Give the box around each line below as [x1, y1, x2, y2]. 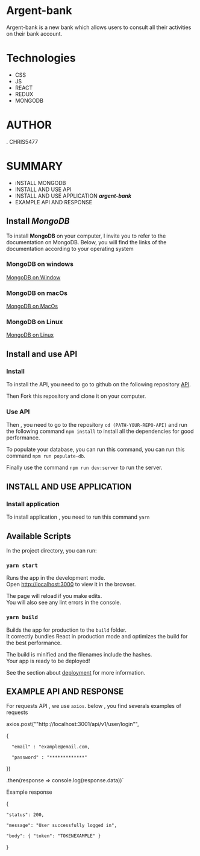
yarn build [6, 614, 38, 621]
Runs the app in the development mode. [6, 574, 105, 582]
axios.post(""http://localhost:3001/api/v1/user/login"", [6, 721, 139, 728]
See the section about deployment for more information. [6, 669, 146, 676]
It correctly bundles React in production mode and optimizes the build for [6, 632, 188, 640]
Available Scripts [6, 531, 71, 541]
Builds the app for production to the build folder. [6, 626, 127, 634]
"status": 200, [6, 812, 45, 818]
